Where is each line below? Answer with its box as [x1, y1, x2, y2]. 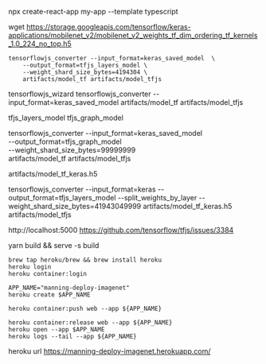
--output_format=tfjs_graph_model [8, 137, 122, 146]
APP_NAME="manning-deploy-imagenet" [8, 284, 130, 292]
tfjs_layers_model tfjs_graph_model [8, 113, 123, 122]
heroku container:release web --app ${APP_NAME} [8, 319, 173, 327]
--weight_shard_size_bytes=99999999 [8, 145, 136, 154]
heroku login [8, 263, 52, 271]
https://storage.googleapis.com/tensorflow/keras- [26, 22, 191, 31]
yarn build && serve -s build [8, 241, 100, 250]
